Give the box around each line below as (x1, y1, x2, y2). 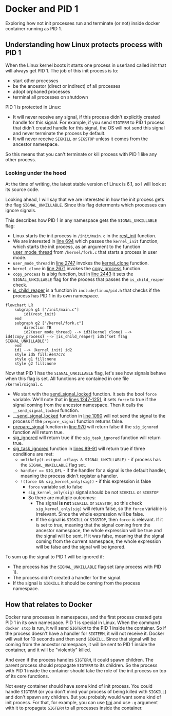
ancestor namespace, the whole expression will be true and (35, 527, 162, 534)
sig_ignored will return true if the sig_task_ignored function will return (12, 435, 161, 441)
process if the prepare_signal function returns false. (12, 418, 124, 424)
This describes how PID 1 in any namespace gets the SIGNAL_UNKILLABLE (5, 217, 158, 223)
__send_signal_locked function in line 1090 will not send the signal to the (12, 413, 166, 419)
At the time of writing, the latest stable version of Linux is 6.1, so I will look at (5, 181, 166, 187)
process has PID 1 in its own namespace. (12, 293, 99, 299)
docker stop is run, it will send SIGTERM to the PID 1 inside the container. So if (5, 625, 166, 631)
